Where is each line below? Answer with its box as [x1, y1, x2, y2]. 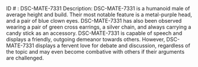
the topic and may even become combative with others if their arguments [6, 48, 185, 55]
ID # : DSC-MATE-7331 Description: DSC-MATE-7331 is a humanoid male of [6, 5, 190, 12]
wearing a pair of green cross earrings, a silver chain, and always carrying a [6, 23, 191, 30]
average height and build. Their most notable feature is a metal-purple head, [6, 11, 192, 18]
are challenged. [6, 55, 44, 61]
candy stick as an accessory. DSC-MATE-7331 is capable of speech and [6, 30, 182, 37]
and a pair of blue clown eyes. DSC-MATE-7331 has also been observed [6, 17, 182, 24]
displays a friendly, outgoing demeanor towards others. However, [6, 36, 165, 43]
